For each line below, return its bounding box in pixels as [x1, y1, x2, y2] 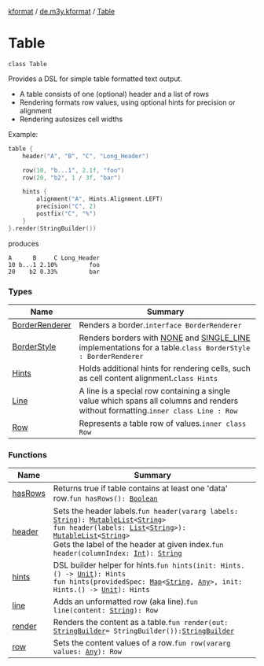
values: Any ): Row [53, 647, 122, 657]
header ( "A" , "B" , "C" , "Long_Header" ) [22, 152, 149, 160]
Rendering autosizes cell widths [19, 114, 123, 124]
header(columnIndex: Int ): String [53, 549, 182, 558]
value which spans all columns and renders [79, 395, 239, 406]
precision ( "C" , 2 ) [36, 202, 97, 211]
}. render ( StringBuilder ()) [8, 224, 97, 232]
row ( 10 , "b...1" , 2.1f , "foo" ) [22, 166, 125, 174]
